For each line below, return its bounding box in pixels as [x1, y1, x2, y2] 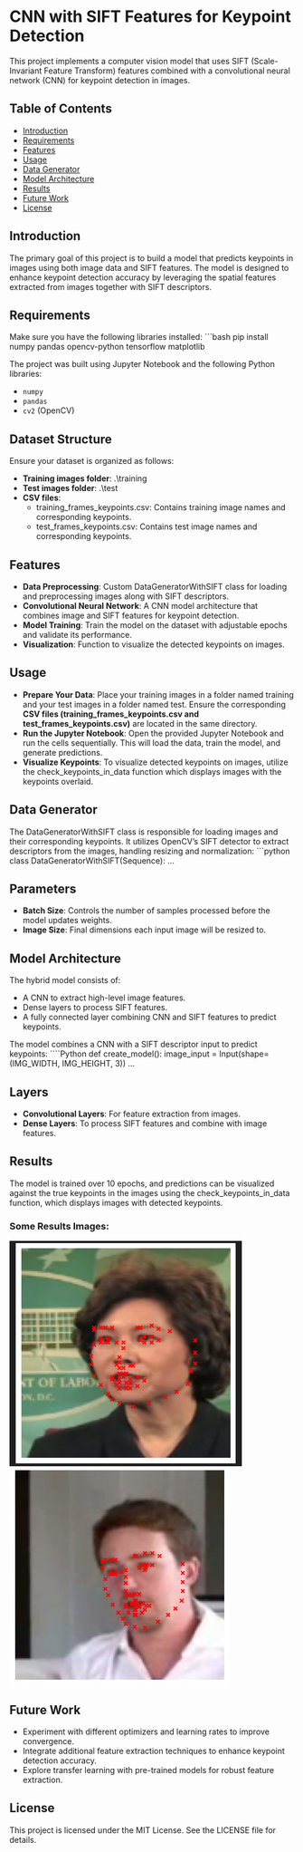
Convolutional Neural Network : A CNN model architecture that [22, 601, 259, 611]
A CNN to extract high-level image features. [22, 992, 186, 1003]
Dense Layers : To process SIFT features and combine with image [22, 1118, 268, 1129]
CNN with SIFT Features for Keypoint [9, 6, 291, 27]
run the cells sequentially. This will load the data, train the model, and [22, 737, 281, 748]
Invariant [9, 65, 43, 76]
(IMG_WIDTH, [9, 1058, 61, 1069]
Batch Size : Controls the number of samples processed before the [22, 905, 270, 916]
